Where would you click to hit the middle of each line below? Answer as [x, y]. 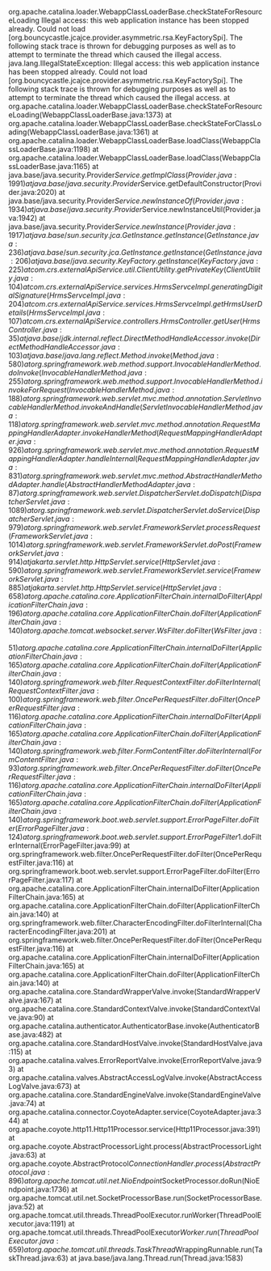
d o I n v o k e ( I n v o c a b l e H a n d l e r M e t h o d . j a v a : [78, 373]
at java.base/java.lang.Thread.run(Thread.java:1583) [156, 1258]
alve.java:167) [31, 1000]
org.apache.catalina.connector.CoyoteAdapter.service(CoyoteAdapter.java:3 [135, 1112]
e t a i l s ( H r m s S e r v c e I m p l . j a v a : [56, 312]
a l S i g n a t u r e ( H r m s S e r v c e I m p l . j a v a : [67, 295]
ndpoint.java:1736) [39, 1189]
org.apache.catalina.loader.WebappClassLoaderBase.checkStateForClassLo [135, 123]
